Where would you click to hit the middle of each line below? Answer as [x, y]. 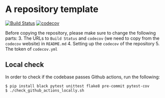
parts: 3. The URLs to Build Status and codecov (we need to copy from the [82, 38]
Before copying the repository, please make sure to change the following [80, 33]
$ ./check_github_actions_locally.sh [45, 90]
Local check [25, 65]
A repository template [52, 9]
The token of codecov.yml [31, 49]
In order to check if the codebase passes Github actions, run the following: [82, 77]
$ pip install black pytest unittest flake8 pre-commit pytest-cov [77, 86]
